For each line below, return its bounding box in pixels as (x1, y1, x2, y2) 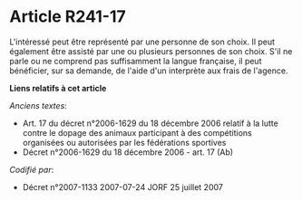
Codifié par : (9, 164, 54, 175)
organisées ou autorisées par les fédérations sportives (22, 137, 227, 148)
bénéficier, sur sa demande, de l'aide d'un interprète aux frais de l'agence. (9, 65, 288, 76)
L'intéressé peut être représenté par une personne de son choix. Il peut (9, 36, 275, 47)
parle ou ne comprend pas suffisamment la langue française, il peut (9, 55, 262, 66)
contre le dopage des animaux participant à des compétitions (22, 127, 252, 138)
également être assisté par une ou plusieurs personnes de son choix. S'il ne (9, 45, 293, 56)
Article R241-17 (9, 6, 127, 27)
